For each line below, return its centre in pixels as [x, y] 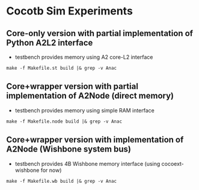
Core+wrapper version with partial [72, 86]
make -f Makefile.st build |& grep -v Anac [62, 68]
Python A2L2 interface [50, 42]
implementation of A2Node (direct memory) [90, 96]
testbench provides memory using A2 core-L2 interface [84, 57]
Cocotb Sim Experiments [70, 11]
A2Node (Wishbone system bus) [69, 149]
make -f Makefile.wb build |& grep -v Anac [62, 181]
